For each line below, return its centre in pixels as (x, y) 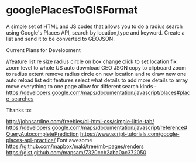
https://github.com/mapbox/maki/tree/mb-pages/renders (75, 146)
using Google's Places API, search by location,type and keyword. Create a (96, 32)
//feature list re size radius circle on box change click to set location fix (91, 61)
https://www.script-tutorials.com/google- (130, 134)
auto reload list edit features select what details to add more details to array (97, 80)
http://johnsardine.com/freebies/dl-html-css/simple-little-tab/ (80, 121)
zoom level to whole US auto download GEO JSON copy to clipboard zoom (96, 67)
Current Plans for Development (43, 50)
